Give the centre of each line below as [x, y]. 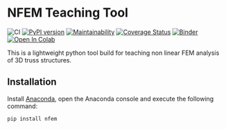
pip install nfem [32, 119]
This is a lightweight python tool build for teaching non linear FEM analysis [113, 53]
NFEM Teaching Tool [68, 13]
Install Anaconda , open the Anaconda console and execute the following [111, 98]
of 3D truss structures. [40, 60]
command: [23, 106]
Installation [32, 82]
